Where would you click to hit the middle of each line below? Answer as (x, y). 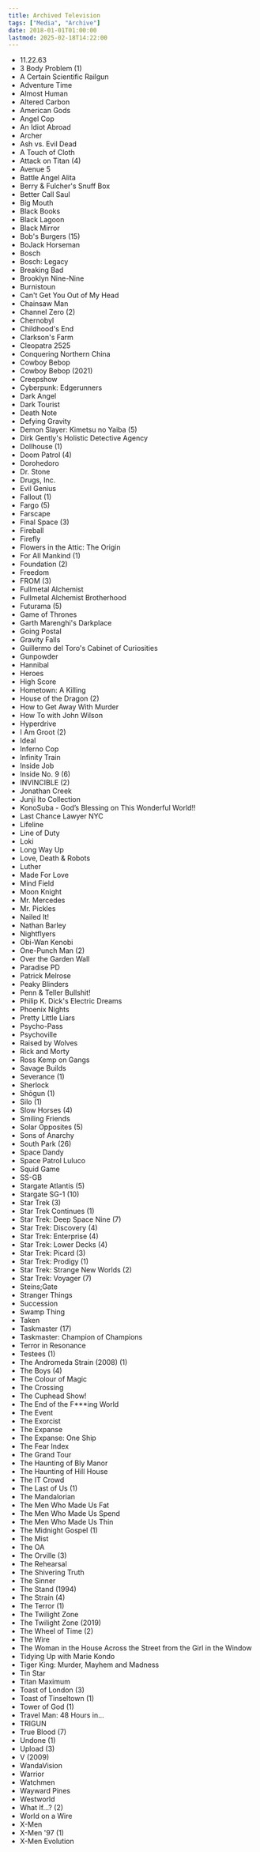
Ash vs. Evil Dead (48, 144)
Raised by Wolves (49, 1043)
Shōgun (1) (37, 1094)
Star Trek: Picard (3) (53, 1253)
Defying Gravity (45, 421)
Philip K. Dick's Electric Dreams (71, 1001)
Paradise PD (40, 968)
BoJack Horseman (50, 245)
